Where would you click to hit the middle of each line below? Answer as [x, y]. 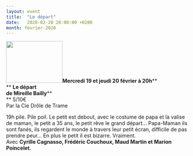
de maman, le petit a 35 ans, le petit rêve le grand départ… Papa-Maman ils [97, 123]
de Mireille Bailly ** [29, 93]
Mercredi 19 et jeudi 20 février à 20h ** [110, 81]
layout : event [23, 11]
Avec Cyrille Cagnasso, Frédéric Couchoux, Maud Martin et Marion [89, 142]
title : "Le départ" [31, 17]
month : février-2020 [31, 28]
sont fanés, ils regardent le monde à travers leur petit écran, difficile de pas [96, 130]
